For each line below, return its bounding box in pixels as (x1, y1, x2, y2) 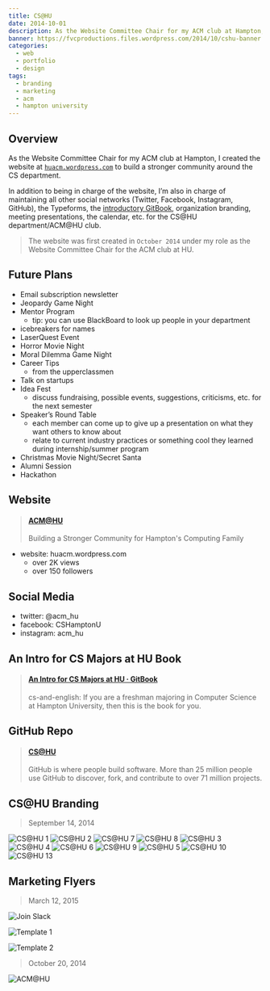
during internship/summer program (31, 443, 149, 453)
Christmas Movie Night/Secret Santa (19, 452, 142, 462)
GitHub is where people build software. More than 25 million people (27, 765, 252, 775)
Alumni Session (19, 461, 72, 471)
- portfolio (15, 57, 56, 65)
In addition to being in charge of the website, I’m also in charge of (8, 186, 226, 195)
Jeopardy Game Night (19, 298, 94, 308)
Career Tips (19, 358, 60, 367)
